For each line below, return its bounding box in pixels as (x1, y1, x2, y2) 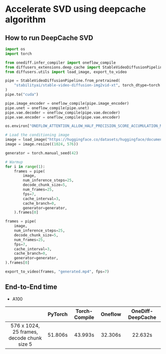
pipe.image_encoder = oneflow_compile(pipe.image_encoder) (5, 101, 129, 106)
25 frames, (12, 328, 38, 335)
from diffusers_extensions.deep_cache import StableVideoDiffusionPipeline (5, 65, 165, 70)
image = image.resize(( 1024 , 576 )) (5, 142, 79, 147)
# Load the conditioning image (5, 132, 70, 138)
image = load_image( (5, 137, 48, 142)
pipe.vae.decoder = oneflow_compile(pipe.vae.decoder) (5, 110, 121, 115)
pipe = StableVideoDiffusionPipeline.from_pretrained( (5, 78, 121, 83)
